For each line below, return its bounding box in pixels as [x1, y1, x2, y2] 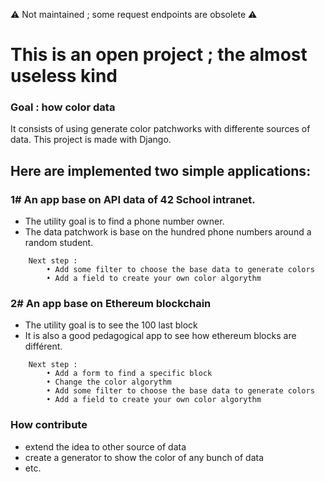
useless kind [10, 65, 118, 88]
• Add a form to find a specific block [46, 369, 213, 379]
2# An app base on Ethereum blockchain [10, 297, 212, 311]
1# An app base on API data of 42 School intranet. [10, 192, 256, 206]
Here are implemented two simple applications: [10, 162, 312, 179]
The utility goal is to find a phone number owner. [24, 215, 225, 228]
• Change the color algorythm [46, 377, 172, 388]
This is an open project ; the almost [10, 44, 308, 66]
